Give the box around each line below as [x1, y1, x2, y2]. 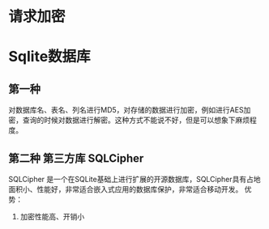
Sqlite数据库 [8, 48, 91, 66]
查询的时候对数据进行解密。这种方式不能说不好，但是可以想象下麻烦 [22, 115, 250, 125]
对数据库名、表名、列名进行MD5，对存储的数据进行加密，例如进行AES [8, 105, 245, 115]
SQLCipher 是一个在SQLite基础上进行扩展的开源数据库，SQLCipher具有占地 [8, 175, 261, 184]
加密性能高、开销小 [19, 212, 85, 221]
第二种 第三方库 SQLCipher [8, 151, 144, 165]
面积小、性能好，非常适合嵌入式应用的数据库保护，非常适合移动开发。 [8, 184, 243, 194]
